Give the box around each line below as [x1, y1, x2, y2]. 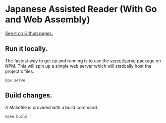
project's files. [5, 68, 35, 74]
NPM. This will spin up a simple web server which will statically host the [5, 63, 152, 69]
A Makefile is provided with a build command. [5, 104, 98, 110]
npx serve [5, 78, 26, 82]
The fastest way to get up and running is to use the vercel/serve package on [5, 58, 161, 64]
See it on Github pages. [5, 30, 53, 36]
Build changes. [5, 91, 53, 100]
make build [5, 114, 28, 119]
